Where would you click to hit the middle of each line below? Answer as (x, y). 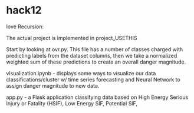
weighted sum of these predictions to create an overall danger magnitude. (96, 62)
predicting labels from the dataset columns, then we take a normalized (92, 55)
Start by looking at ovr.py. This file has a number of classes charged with (95, 49)
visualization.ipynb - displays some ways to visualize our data (81, 73)
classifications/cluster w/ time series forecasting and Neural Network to (93, 79)
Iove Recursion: (25, 26)
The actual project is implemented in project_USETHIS (72, 38)
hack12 (24, 10)
